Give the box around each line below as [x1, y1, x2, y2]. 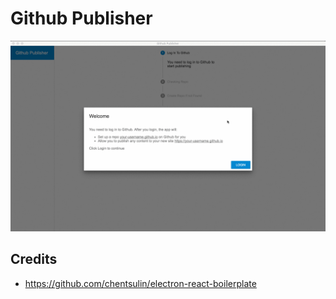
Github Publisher [10, 7, 153, 30]
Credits [10, 251, 58, 268]
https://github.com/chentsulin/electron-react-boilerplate [24, 277, 257, 289]
